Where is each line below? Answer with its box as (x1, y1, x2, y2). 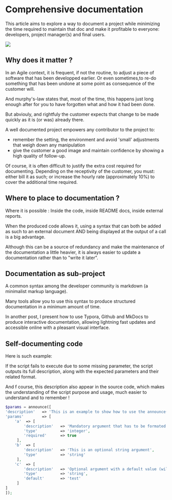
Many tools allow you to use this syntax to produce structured (5, 298, 136, 304)
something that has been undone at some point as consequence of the (5, 80, 155, 87)
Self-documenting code (5, 339, 83, 348)
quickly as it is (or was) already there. (5, 116, 84, 122)
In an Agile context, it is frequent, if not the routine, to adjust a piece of (5, 69, 155, 75)
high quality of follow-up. (12, 153, 66, 159)
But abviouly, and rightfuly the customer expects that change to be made (5, 111, 159, 117)
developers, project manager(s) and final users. (5, 31, 106, 37)
